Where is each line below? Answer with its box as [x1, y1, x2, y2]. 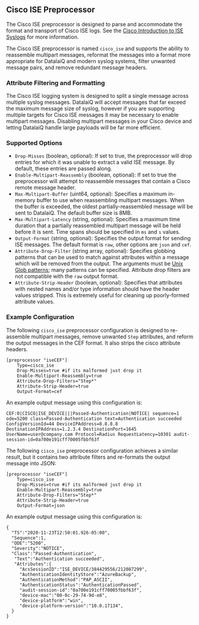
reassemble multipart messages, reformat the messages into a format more [6, 51, 191, 58]
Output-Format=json [17, 502, 65, 509]
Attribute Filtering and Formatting [6, 79, 105, 87]
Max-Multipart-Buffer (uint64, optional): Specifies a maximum [14, 190, 168, 197]
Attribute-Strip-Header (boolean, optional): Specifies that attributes [14, 279, 183, 286]
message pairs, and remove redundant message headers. [6, 64, 147, 71]
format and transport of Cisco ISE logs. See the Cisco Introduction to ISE [6, 27, 184, 34]
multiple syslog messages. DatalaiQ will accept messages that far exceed [6, 98, 186, 106]
